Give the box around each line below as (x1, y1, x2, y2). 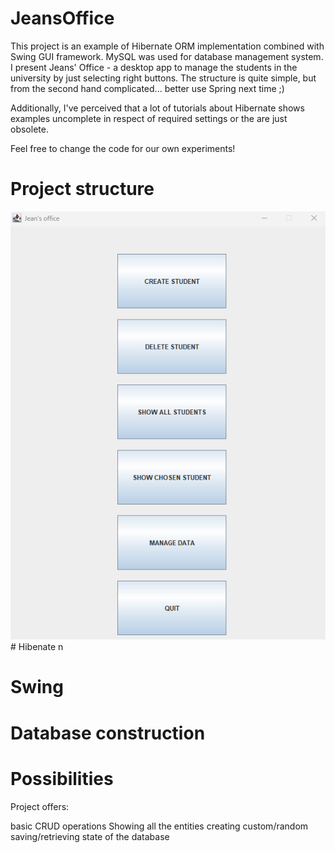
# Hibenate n (10, 641, 64, 653)
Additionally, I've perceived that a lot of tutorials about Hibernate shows (10, 102, 305, 114)
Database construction (10, 722, 206, 744)
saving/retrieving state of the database (10, 830, 170, 842)
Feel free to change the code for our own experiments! (10, 142, 236, 154)
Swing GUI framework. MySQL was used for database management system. (10, 50, 324, 62)
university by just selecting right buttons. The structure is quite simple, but (10, 72, 317, 84)
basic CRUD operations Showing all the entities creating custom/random (10, 820, 309, 832)
